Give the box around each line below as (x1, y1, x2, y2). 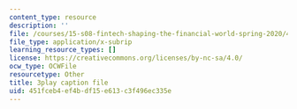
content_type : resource (9, 12, 97, 22)
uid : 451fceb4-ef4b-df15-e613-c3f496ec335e (9, 86, 172, 95)
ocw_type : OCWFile (9, 62, 77, 71)
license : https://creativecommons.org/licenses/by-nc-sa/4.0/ (9, 54, 243, 62)
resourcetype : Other (9, 70, 86, 79)
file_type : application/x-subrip (9, 37, 133, 47)
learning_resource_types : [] (9, 46, 117, 54)
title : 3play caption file (9, 78, 109, 87)
